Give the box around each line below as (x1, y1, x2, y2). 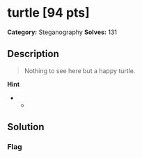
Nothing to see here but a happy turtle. (24, 66, 136, 74)
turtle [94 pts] (7, 5, 90, 21)
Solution (7, 121, 45, 133)
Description (7, 48, 59, 60)
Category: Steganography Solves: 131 (7, 28, 117, 36)
